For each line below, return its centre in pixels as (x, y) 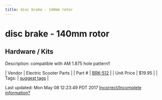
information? (18, 93)
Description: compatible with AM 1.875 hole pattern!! (58, 63)
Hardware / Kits (29, 52)
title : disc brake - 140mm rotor (39, 10)
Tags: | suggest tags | (27, 78)
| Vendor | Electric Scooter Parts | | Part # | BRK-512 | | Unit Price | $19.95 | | (81, 73)
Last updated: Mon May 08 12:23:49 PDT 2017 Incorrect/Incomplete (73, 87)
